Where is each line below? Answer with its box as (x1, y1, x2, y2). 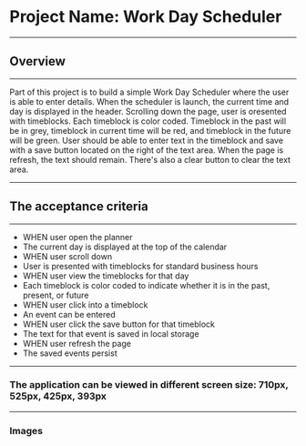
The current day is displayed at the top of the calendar (22, 241, 228, 252)
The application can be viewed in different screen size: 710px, (9, 379, 289, 391)
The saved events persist (22, 348, 117, 359)
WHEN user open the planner (22, 231, 134, 242)
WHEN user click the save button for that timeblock (22, 319, 216, 329)
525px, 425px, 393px (9, 390, 107, 402)
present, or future (22, 289, 89, 300)
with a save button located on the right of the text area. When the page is (9, 144, 284, 156)
